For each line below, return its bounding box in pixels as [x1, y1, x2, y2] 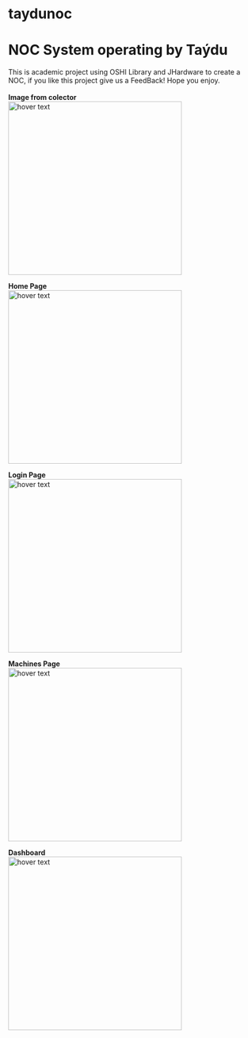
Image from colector [8, 93, 77, 102]
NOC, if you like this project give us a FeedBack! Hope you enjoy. [8, 76, 220, 86]
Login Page [8, 470, 46, 480]
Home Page [8, 282, 48, 291]
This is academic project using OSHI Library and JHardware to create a [8, 67, 241, 77]
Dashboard [8, 848, 46, 857]
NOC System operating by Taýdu [8, 41, 228, 59]
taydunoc [8, 5, 73, 23]
